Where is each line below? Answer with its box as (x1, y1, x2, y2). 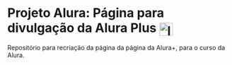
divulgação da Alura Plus (7, 20, 157, 36)
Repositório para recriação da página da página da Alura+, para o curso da (7, 44, 226, 52)
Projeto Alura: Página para (7, 5, 165, 21)
